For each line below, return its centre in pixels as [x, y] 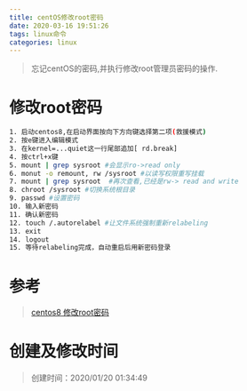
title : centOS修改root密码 [56, 17]
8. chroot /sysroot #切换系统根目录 [72, 190]
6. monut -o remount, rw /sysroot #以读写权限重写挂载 [107, 173]
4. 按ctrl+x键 [34, 156]
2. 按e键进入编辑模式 [44, 140]
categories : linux [43, 42]
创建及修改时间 [64, 351]
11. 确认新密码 [34, 214]
